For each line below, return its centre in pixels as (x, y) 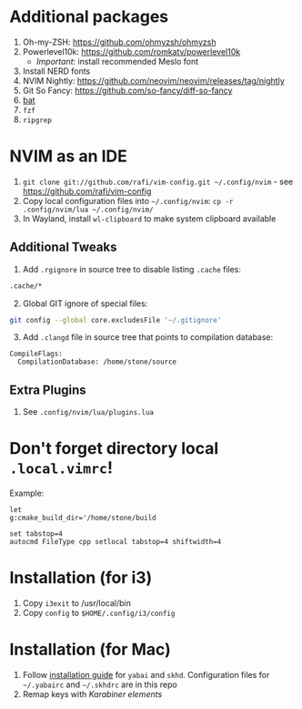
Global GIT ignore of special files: (85, 303)
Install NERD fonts (56, 71)
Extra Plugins (48, 390)
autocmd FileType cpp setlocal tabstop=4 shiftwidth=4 (116, 542)
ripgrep (37, 120)
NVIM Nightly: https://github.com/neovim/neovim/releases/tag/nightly (153, 80)
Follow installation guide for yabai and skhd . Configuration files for (146, 675)
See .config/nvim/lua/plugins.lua (88, 412)
